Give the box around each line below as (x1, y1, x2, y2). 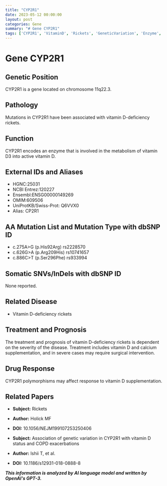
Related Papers (5, 392, 54, 401)
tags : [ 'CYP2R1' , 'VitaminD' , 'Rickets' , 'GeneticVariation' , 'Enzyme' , (5, 31, 161, 36)
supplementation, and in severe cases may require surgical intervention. (5, 349, 155, 356)
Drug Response (5, 365, 55, 373)
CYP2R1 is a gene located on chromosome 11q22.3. (5, 86, 112, 92)
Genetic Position (5, 73, 59, 81)
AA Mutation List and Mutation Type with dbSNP (5, 223, 160, 231)
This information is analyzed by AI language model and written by (5, 470, 147, 476)
